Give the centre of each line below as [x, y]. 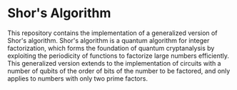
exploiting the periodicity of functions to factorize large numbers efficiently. [118, 56]
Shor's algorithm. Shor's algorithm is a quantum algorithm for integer [109, 40]
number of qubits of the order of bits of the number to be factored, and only [119, 71]
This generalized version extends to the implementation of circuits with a [114, 63]
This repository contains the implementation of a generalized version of [112, 33]
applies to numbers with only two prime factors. [78, 78]
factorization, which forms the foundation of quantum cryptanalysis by [111, 48]
